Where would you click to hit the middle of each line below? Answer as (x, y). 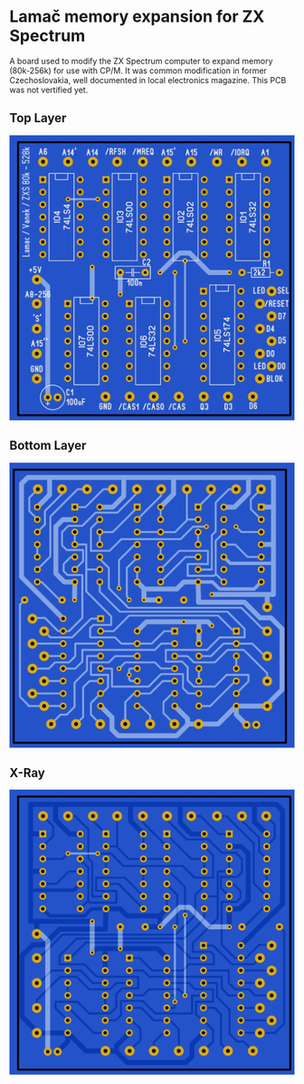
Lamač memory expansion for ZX (137, 17)
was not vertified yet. (49, 90)
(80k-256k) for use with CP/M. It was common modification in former (138, 71)
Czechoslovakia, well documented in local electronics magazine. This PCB (148, 80)
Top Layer (38, 118)
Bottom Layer (48, 446)
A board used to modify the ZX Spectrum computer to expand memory (141, 61)
